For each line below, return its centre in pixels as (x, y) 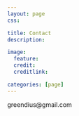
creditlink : (31, 72)
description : (26, 39)
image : (17, 52)
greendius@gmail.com (39, 104)
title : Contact (29, 33)
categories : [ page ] (36, 84)
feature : (26, 59)
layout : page (26, 14)
